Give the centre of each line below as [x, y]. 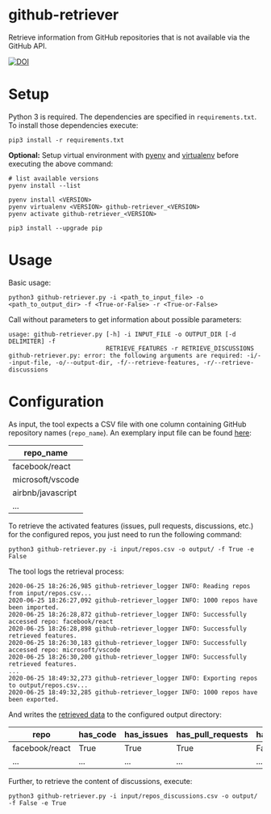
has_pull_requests [212, 734]
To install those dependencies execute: [73, 125]
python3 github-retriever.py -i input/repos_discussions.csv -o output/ [133, 796]
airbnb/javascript [45, 493]
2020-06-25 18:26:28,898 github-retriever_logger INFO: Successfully [128, 629]
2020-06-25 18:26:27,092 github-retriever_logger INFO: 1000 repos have [133, 600]
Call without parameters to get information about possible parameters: [125, 319]
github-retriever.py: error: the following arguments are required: [126, 355]
